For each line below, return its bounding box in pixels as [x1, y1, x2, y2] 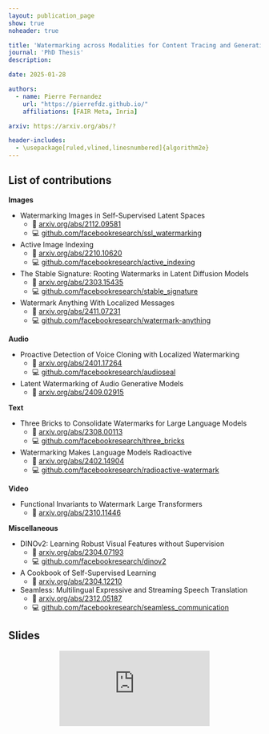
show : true [8, 19, 45, 27]
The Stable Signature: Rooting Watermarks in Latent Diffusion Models [19, 268, 250, 278]
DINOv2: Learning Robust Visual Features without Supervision [19, 539, 225, 548]
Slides [8, 629, 40, 642]
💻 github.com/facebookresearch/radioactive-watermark [31, 465, 219, 475]
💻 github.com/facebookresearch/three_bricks [31, 435, 185, 446]
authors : [8, 85, 38, 93]
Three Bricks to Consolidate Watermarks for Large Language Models [19, 418, 247, 428]
